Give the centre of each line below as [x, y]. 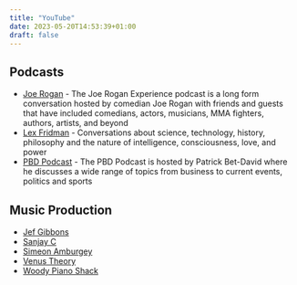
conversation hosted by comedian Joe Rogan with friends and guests [153, 104]
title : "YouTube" [42, 18]
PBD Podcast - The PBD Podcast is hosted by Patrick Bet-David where [155, 162]
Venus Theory [49, 261]
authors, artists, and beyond [76, 123]
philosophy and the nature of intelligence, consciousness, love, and [149, 142]
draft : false [34, 35]
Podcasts [37, 72]
